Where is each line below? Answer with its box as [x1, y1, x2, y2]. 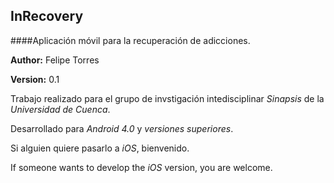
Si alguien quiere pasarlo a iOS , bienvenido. [10, 142, 190, 154]
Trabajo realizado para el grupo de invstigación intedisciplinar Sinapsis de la [10, 92, 325, 104]
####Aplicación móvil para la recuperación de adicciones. [10, 34, 251, 46]
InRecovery [10, 8, 84, 25]
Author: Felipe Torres [10, 54, 100, 66]
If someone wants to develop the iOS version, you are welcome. [10, 161, 273, 173]
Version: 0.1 [10, 73, 60, 85]
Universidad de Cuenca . [10, 103, 111, 115]
